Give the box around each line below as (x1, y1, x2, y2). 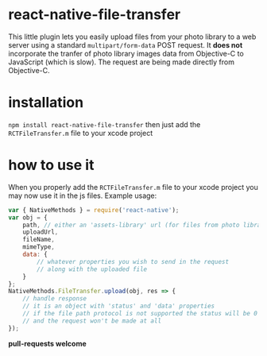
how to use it (8, 157, 95, 174)
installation (8, 94, 84, 112)
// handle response (22, 295, 87, 303)
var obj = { (8, 213, 48, 222)
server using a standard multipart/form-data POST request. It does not (8, 40, 243, 49)
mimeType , (22, 243, 56, 251)
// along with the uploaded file (37, 265, 148, 273)
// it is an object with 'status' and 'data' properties (22, 302, 215, 311)
